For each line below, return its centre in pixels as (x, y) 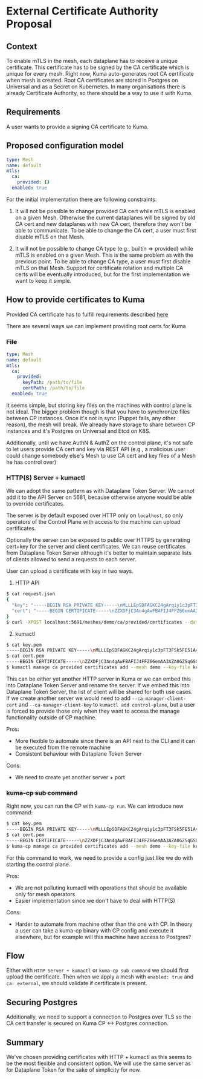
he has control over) (31, 462)
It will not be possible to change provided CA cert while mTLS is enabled (105, 211)
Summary (25, 1042)
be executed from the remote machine (63, 747)
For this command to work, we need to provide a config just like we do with (100, 857)
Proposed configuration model (65, 146)
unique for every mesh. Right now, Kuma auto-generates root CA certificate (100, 74)
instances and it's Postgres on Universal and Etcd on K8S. (79, 431)
